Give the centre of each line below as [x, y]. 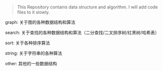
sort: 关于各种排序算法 [27, 43]
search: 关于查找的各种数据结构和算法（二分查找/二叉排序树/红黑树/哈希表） [82, 33]
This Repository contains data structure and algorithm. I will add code [87, 7]
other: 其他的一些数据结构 [31, 63]
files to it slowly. [33, 12]
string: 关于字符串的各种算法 [34, 53]
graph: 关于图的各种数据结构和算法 [40, 22]
